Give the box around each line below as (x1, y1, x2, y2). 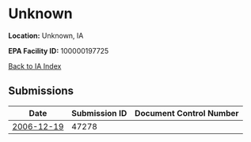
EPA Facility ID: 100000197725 (8, 46, 109, 55)
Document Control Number (134, 107, 239, 118)
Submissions (8, 84, 74, 98)
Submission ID (70, 107, 127, 118)
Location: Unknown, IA (8, 31, 84, 40)
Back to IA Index (8, 61, 62, 71)
